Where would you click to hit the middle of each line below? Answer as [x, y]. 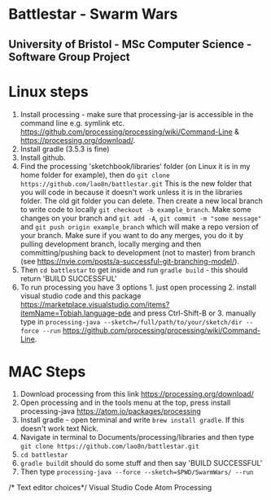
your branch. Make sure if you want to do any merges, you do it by [132, 235]
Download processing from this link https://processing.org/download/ [137, 394]
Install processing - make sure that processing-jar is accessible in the [137, 114]
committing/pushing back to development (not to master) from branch [138, 252]
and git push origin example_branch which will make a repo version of [139, 226]
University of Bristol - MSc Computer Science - [130, 44]
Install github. [43, 157]
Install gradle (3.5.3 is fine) [65, 149]
